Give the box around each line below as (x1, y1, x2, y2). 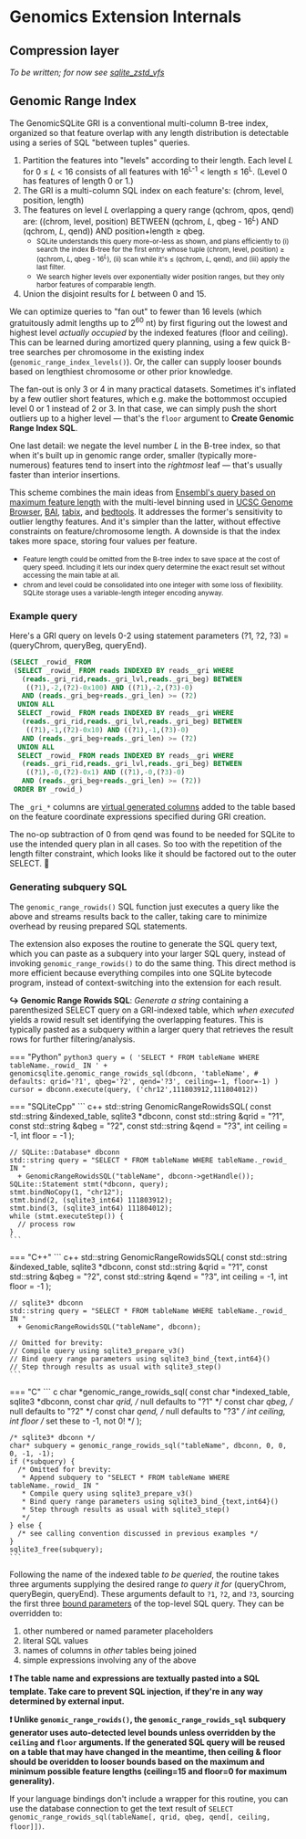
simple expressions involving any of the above (22, 1655, 197, 1666)
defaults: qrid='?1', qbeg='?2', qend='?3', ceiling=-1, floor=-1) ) (9, 1077, 280, 1087)
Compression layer (9, 43, 120, 58)
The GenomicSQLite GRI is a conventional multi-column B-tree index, (9, 117, 269, 129)
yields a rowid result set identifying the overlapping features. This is (9, 1014, 264, 1025)
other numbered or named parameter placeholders (22, 1625, 214, 1636)
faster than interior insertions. (9, 468, 121, 480)
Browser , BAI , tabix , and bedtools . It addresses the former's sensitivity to (9, 506, 283, 517)
